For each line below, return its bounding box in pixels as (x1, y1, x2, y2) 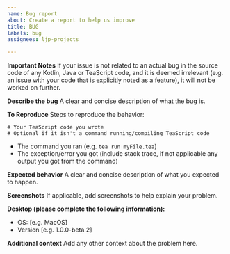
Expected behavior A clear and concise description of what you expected (7, 170, 220, 179)
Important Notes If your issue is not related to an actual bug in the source (7, 61, 219, 70)
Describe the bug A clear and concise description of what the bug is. (7, 97, 206, 105)
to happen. (7, 178, 38, 186)
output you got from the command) (17, 157, 118, 166)
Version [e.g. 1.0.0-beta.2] (17, 225, 92, 234)
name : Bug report (7, 10, 58, 17)
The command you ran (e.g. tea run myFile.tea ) (17, 142, 157, 150)
